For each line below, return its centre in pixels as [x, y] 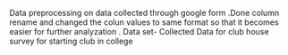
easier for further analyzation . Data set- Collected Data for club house [140, 31]
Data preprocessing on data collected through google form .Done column [144, 13]
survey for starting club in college [71, 41]
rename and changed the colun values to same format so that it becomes [144, 22]
